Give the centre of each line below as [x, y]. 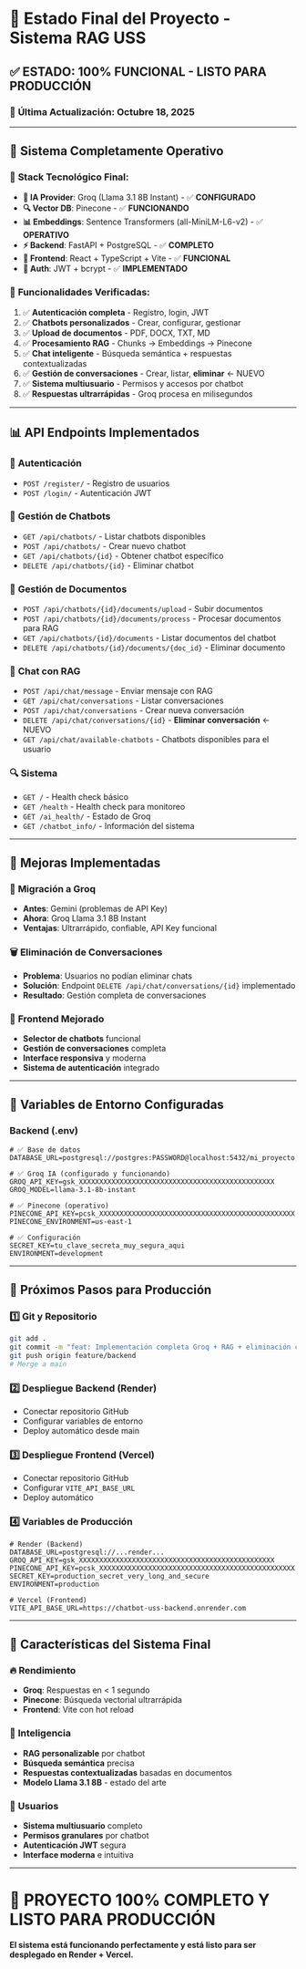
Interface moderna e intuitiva [78, 1855]
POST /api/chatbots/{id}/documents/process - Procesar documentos [152, 618]
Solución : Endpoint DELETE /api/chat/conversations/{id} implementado [159, 985]
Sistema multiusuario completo [82, 1826]
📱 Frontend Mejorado [57, 1019]
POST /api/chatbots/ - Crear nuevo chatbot [104, 545]
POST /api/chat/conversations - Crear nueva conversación [133, 710]
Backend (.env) [44, 1131]
